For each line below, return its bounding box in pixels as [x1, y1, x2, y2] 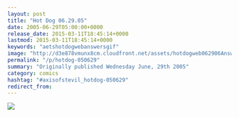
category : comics [7, 69, 59, 77]
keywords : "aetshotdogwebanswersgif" [7, 43, 119, 50]
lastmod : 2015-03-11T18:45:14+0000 [7, 37, 113, 44]
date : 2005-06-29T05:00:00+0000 [7, 23, 103, 30]
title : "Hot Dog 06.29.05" [7, 17, 87, 24]
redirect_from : [7, 83, 53, 90]
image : [7, 50, 27, 57]
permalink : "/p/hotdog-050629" [7, 57, 100, 64]
